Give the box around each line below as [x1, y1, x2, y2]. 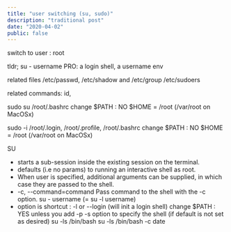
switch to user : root [7, 49, 65, 57]
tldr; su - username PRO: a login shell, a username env [7, 62, 164, 70]
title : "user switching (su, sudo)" [7, 10, 113, 17]
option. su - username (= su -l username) [17, 195, 136, 203]
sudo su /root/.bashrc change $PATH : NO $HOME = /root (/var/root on [7, 102, 211, 111]
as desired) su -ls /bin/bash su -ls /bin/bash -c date [17, 217, 166, 226]
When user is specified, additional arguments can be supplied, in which [17, 173, 223, 181]
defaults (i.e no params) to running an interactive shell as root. [17, 165, 196, 174]
